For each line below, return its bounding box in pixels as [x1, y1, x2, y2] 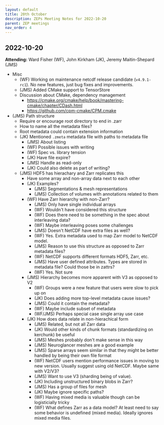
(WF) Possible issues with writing [27, 144, 94, 150]
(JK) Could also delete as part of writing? [27, 165, 110, 171]
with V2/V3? [34, 368, 59, 374]
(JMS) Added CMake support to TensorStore [19, 87, 110, 93]
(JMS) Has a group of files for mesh [34, 383, 107, 390]
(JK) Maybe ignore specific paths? [34, 389, 104, 395]
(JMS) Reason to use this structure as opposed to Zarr [34, 243, 144, 249]
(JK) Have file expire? [27, 154, 71, 160]
